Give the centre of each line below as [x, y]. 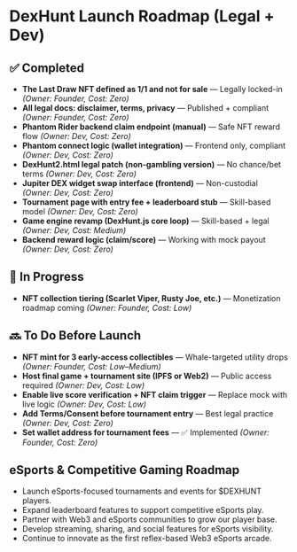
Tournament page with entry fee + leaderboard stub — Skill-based [146, 202]
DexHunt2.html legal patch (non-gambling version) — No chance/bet [152, 164]
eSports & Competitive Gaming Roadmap [125, 470]
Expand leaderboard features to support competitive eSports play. [143, 510]
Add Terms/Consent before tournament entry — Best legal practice [148, 413]
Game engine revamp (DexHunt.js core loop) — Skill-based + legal [145, 221]
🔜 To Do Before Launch [75, 335]
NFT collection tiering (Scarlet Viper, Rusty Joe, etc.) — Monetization [151, 298]
